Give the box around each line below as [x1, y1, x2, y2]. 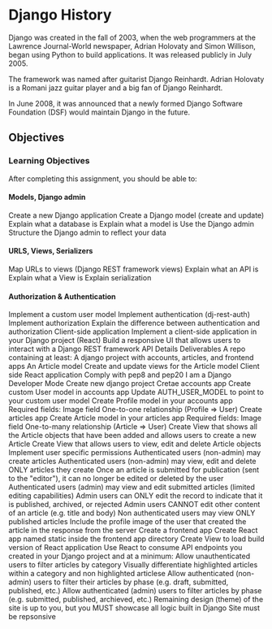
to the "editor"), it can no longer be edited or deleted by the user [8, 474, 224, 484]
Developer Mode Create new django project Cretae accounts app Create [8, 379, 252, 388]
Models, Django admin [8, 193, 86, 202]
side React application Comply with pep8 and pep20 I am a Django [8, 370, 231, 380]
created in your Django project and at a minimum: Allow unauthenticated [8, 551, 251, 562]
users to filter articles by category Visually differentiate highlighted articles [8, 560, 258, 570]
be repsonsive [8, 612, 57, 622]
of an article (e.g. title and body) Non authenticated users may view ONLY [8, 508, 256, 518]
